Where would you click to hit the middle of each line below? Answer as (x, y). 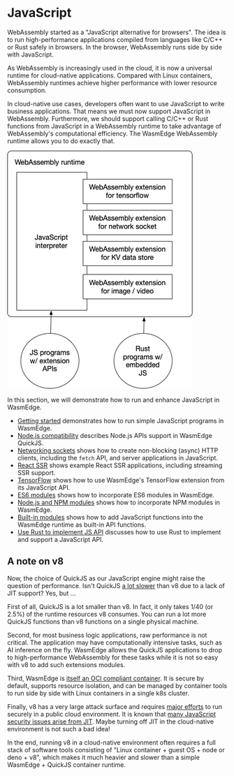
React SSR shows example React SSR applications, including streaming (120, 465)
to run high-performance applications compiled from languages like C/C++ (115, 39)
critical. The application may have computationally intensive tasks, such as (115, 642)
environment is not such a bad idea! (59, 729)
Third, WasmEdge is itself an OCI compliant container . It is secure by (106, 678)
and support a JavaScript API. (60, 539)
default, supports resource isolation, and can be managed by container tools (117, 685)
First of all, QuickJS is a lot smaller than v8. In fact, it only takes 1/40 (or (110, 606)
